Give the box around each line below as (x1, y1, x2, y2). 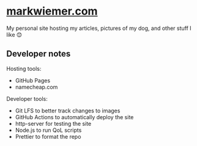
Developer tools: (6, 95, 48, 102)
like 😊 (6, 31, 23, 38)
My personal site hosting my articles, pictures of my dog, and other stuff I (6, 24, 191, 32)
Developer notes (6, 49, 71, 59)
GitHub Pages (15, 76, 51, 84)
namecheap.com (15, 83, 58, 90)
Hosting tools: (6, 65, 42, 72)
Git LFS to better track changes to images (15, 107, 121, 114)
